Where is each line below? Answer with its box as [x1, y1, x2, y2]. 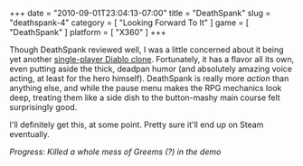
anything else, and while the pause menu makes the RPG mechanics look [9, 83, 282, 93]
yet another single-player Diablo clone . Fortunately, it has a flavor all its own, [9, 54, 295, 64]
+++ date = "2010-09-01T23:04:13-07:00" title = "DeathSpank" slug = [9, 8, 271, 18]
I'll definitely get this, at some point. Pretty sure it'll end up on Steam [9, 119, 264, 130]
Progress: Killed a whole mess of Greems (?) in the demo [9, 146, 222, 157]
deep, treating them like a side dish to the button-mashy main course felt [9, 92, 280, 103]
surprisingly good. [9, 102, 78, 112]
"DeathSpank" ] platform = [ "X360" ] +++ [9, 27, 167, 37]
